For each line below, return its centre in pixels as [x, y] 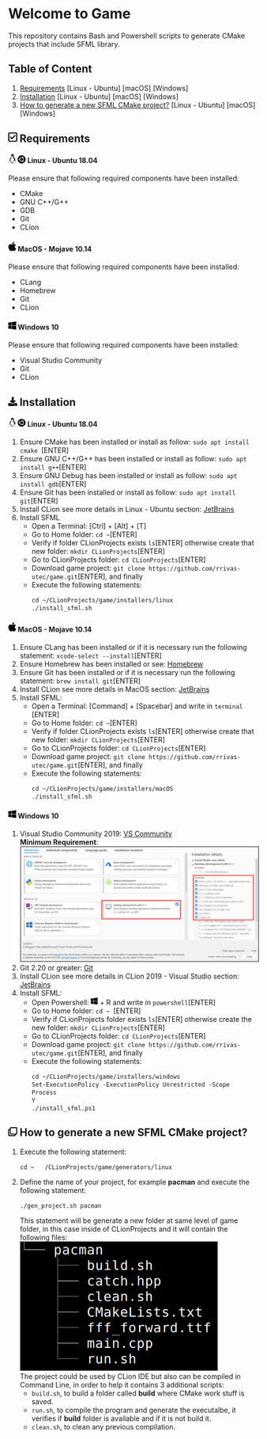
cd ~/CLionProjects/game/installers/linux [102, 601]
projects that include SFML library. [64, 44]
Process [44, 1092]
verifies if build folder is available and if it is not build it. [121, 1418]
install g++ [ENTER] [53, 467]
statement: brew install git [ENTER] [80, 681]
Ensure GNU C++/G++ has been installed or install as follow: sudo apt [133, 459]
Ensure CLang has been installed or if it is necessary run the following [133, 647]
